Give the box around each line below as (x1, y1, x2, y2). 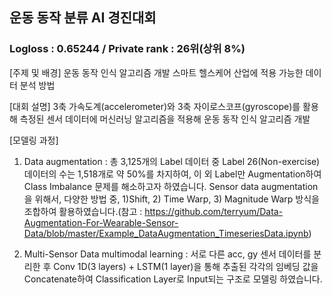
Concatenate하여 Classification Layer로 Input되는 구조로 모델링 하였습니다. (23, 273, 323, 285)
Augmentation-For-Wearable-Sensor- (23, 216, 179, 228)
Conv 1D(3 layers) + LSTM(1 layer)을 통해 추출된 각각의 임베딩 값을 (53, 260, 319, 272)
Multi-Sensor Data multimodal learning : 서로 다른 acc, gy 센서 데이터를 (23, 248, 312, 260)
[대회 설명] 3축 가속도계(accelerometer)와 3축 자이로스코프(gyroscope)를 (9, 100, 301, 112)
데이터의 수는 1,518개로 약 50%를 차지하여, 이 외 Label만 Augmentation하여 (23, 168, 322, 180)
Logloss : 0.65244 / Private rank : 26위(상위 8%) (9, 42, 246, 56)
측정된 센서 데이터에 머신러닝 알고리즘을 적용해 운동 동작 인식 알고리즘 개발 (19, 113, 311, 125)
